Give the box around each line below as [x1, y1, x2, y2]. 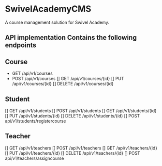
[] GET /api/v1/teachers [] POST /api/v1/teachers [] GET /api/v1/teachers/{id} [5, 145, 158, 151]
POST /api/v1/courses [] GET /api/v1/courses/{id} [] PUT [12, 76, 124, 82]
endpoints [5, 41, 37, 50]
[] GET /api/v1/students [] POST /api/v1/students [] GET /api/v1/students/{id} [5, 108, 157, 114]
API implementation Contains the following [5, 33, 137, 42]
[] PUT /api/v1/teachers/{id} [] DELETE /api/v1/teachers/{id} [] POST [5, 150, 140, 156]
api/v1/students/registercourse [5, 118, 66, 124]
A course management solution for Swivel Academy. [5, 19, 110, 25]
